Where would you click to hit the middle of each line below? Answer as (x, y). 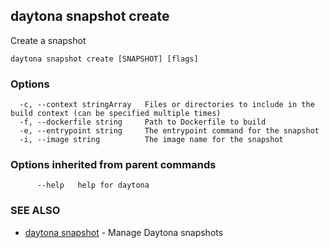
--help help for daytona (93, 185)
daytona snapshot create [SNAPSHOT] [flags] (104, 59)
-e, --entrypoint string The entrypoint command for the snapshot (169, 131)
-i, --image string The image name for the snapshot (151, 140)
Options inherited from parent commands (113, 165)
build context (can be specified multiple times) (116, 114)
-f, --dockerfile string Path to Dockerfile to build (143, 122)
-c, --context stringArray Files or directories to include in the (167, 105)
